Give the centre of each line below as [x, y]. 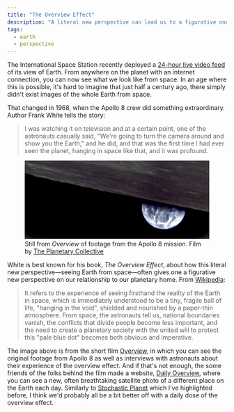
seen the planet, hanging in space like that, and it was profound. [116, 151]
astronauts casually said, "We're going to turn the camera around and [124, 136]
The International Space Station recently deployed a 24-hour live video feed [116, 65]
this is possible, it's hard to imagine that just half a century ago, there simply [117, 87]
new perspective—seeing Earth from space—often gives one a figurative [111, 272]
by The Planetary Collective [64, 251]
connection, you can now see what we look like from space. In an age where [117, 79]
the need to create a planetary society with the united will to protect [122, 330]
